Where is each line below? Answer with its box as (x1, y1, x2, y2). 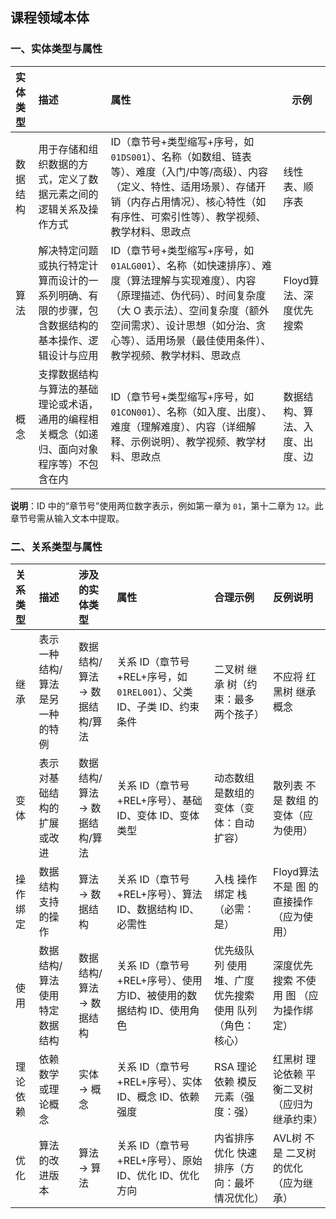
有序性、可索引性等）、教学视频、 (110, 209, 267, 223)
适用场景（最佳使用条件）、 (145, 333, 272, 347)
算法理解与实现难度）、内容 (130, 273, 257, 287)
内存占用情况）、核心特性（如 (130, 194, 267, 208)
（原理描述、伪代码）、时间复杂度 (110, 288, 267, 302)
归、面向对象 (38, 442, 99, 456)
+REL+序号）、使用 (116, 973, 203, 987)
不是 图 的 (273, 879, 319, 893)
